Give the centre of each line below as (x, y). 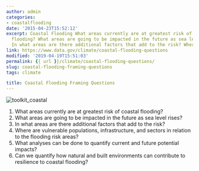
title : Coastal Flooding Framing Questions (61, 83)
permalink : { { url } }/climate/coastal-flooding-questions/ (81, 61)
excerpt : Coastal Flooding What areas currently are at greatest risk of (99, 34)
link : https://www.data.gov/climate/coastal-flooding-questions (87, 50)
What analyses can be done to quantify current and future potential (97, 143)
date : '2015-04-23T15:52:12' (42, 28)
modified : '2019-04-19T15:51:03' (47, 56)
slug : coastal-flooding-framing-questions (59, 67)
